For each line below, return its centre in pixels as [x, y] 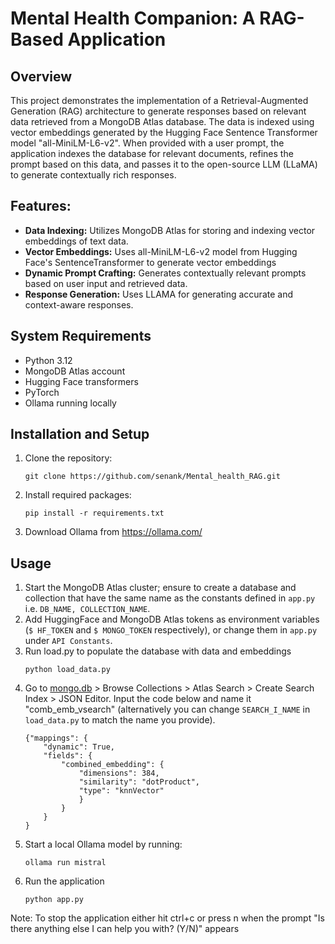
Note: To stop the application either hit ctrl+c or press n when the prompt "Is [167, 918]
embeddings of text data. [76, 241]
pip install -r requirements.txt [94, 513]
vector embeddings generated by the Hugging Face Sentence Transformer [164, 132]
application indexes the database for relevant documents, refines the [152, 153]
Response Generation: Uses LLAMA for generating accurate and [158, 294]
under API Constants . [68, 641]
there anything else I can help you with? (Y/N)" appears [125, 929]
